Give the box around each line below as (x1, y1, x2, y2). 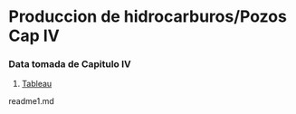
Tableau (21, 79, 53, 90)
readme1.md (8, 96, 55, 107)
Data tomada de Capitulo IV (8, 58, 132, 71)
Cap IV (8, 25, 61, 46)
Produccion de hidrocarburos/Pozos (8, 6, 287, 27)
